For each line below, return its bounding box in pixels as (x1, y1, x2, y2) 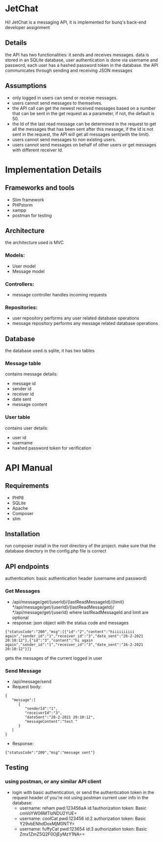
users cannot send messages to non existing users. (12, 136, 116, 143)
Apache (12, 505, 28, 511)
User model (12, 263, 36, 269)
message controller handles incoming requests (12, 291, 107, 297)
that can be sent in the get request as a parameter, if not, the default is (12, 110, 155, 116)
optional (12, 614, 29, 620)
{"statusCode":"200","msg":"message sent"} (5, 750, 95, 755)
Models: (5, 252, 25, 259)
